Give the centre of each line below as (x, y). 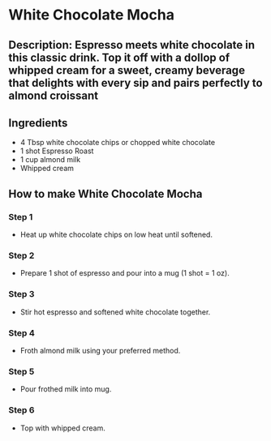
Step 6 (22, 410)
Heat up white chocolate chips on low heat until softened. (116, 235)
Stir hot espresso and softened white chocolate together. (115, 312)
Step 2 (22, 255)
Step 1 (21, 216)
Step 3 (22, 294)
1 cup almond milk (50, 160)
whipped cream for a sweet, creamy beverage (127, 70)
